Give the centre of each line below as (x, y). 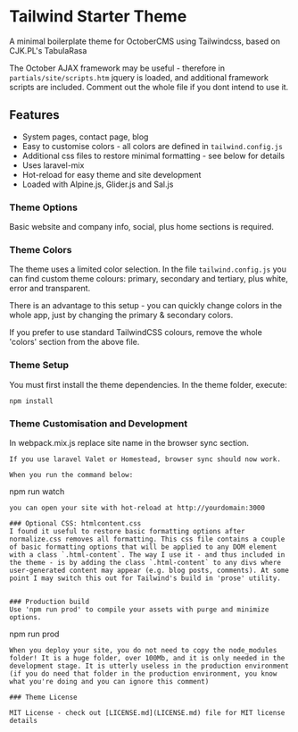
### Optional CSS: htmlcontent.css (75, 523)
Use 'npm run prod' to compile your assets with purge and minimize (139, 610)
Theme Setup (39, 366)
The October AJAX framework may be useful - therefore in (117, 68)
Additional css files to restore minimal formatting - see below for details (153, 156)
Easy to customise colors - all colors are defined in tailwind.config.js (152, 146)
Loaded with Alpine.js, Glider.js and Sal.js (98, 184)
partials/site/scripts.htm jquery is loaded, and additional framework (139, 77)
